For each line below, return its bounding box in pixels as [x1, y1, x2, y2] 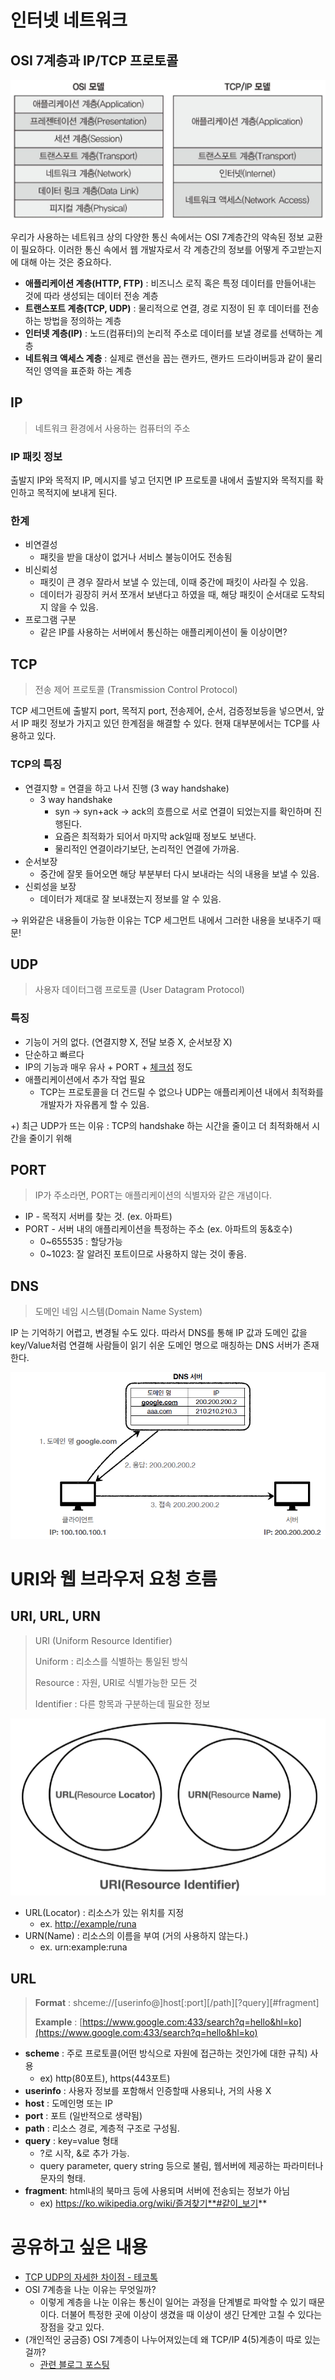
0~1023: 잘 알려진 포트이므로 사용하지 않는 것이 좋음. [39, 1248, 247, 1260]
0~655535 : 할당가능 [39, 1236, 123, 1248]
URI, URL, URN [10, 1608, 101, 1625]
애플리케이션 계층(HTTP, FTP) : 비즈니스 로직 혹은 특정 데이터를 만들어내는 [24, 277, 317, 289]
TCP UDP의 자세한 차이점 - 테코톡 [24, 2271, 158, 2283]
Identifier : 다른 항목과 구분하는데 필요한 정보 [34, 1697, 211, 1710]
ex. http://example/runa [39, 1918, 137, 1930]
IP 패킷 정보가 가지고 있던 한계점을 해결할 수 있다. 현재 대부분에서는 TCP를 [20, 717, 310, 730]
